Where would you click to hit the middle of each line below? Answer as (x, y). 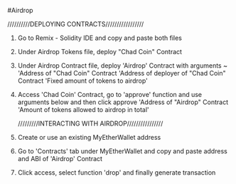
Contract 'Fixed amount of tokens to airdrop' (82, 81)
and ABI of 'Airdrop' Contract (60, 159)
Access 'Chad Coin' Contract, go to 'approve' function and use (110, 94)
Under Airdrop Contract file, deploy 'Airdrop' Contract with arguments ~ (122, 66)
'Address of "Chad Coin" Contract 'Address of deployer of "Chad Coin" (122, 73)
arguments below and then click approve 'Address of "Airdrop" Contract (123, 102)
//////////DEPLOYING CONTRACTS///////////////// (76, 24)
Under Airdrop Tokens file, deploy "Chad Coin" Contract (100, 52)
